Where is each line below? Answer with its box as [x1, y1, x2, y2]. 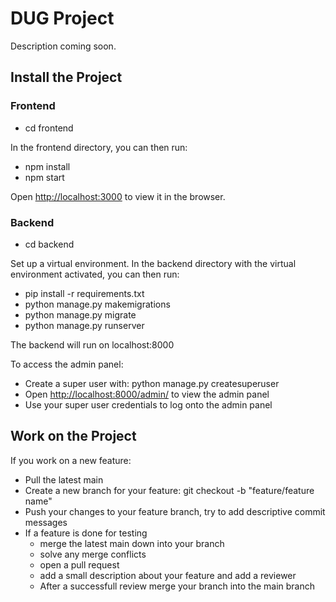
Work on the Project [10, 428, 137, 445]
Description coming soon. [10, 40, 117, 52]
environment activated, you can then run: [10, 268, 180, 280]
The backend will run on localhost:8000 [10, 338, 175, 351]
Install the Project [10, 69, 123, 86]
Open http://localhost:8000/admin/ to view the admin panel [24, 388, 270, 400]
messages [24, 516, 68, 528]
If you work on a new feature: [10, 454, 132, 466]
